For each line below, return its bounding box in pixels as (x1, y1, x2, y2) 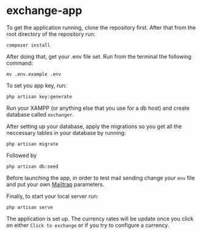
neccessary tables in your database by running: (6, 129, 126, 136)
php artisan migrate (6, 141, 59, 147)
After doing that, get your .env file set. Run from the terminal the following (6, 52, 192, 60)
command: (6, 59, 34, 67)
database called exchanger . (6, 110, 74, 118)
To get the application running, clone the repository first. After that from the (6, 24, 197, 31)
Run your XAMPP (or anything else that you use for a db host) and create (6, 104, 190, 112)
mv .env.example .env (6, 71, 62, 77)
